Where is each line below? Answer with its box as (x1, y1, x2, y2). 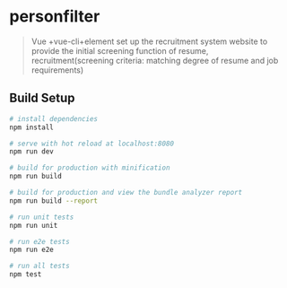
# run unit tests (9, 213, 74, 222)
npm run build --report (9, 196, 99, 205)
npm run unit (9, 221, 58, 230)
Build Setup (9, 91, 75, 106)
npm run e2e (9, 245, 54, 255)
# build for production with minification (9, 163, 170, 172)
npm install (9, 123, 54, 132)
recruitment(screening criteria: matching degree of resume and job (30, 55, 279, 65)
